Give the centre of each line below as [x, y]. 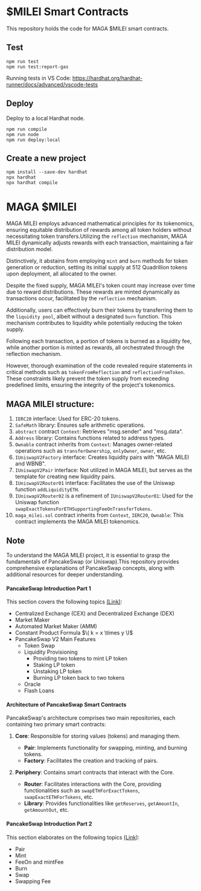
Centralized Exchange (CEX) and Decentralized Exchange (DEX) [95, 614]
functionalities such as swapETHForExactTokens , [82, 791]
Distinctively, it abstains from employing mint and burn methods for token [97, 261]
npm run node [23, 134]
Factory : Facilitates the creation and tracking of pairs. [91, 761]
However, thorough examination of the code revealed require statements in [99, 366]
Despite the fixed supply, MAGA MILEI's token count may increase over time [101, 286]
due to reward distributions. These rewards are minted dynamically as [93, 292]
